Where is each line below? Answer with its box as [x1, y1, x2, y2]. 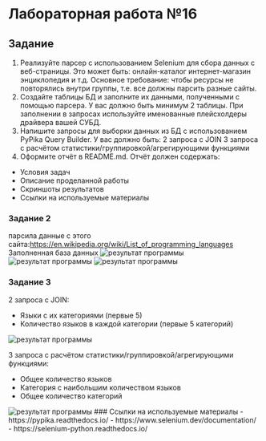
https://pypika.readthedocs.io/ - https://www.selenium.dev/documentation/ [8, 415, 256, 425]
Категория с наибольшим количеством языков [19, 382, 182, 392]
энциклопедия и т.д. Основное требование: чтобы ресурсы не [19, 75, 234, 84]
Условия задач [19, 168, 71, 176]
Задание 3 [8, 277, 51, 288]
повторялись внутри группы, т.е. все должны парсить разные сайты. [19, 83, 257, 93]
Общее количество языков [19, 374, 112, 383]
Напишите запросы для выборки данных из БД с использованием [19, 126, 248, 136]
